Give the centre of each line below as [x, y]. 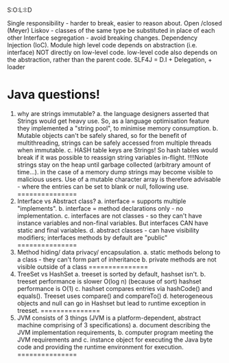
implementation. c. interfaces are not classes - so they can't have [109, 215]
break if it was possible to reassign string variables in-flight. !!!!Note [112, 157]
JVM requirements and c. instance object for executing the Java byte [114, 340]
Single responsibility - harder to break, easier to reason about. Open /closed [114, 23]
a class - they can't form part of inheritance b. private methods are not [117, 259]
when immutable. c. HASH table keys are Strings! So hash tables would [117, 150]
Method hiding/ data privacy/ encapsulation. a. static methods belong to [119, 252]
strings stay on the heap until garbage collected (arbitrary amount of [114, 165]
